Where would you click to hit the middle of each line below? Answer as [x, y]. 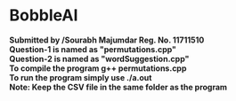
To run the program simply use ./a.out [81, 77]
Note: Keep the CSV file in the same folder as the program [118, 87]
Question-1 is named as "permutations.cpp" [93, 49]
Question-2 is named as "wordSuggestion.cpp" [99, 58]
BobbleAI [44, 16]
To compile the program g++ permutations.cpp [98, 68]
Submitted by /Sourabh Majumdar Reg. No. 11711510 [107, 40]
